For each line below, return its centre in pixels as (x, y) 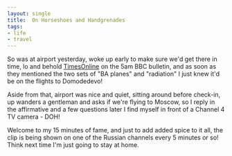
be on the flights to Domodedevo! (55, 81)
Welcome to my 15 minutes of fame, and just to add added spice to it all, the (115, 130)
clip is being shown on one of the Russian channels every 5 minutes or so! (113, 138)
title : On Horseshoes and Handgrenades (66, 20)
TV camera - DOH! (34, 117)
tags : (15, 26)
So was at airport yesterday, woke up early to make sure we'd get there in (112, 59)
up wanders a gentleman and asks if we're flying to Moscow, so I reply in (111, 102)
